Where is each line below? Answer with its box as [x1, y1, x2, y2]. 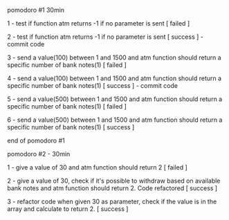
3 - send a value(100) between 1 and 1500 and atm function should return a [7, 53, 221, 62]
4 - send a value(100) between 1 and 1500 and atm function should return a [7, 74, 222, 82]
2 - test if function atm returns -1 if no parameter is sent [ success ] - [7, 33, 204, 41]
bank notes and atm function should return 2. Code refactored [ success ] [7, 184, 218, 192]
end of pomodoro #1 [7, 136, 65, 145]
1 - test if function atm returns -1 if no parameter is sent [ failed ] [7, 19, 190, 27]
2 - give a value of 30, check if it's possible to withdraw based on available [7, 176, 221, 185]
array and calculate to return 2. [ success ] [7, 205, 129, 213]
